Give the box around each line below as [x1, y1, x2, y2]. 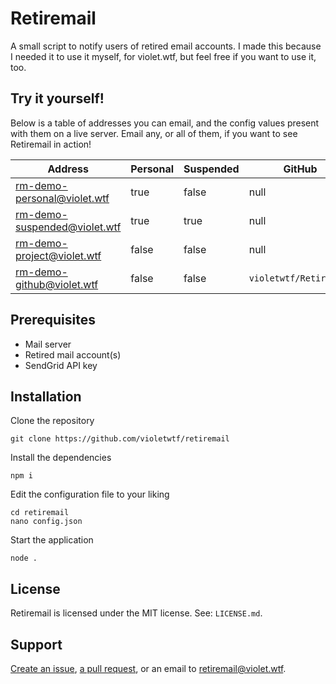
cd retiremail [10, 508, 70, 518]
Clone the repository [10, 415, 95, 427]
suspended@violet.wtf [15, 220, 122, 234]
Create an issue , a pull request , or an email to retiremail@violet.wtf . [10, 663, 287, 674]
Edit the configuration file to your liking [10, 488, 170, 501]
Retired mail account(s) [24, 348, 122, 361]
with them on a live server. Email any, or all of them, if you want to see [10, 127, 298, 139]
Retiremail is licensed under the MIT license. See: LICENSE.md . [10, 607, 263, 619]
